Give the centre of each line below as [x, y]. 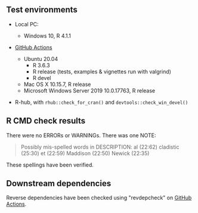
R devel [42, 78]
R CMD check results [46, 121]
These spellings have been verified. [50, 165]
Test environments [42, 10]
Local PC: [27, 24]
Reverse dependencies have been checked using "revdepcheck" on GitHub [99, 198]
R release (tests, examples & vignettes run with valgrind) [102, 72]
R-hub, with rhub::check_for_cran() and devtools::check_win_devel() [101, 102]
